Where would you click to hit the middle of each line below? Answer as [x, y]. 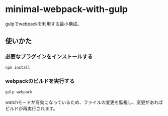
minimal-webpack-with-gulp [67, 9]
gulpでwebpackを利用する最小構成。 [44, 24]
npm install [18, 67]
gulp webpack [19, 92]
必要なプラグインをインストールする [49, 57]
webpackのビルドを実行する [40, 81]
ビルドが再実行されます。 [31, 108]
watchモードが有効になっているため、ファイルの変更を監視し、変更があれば [84, 102]
